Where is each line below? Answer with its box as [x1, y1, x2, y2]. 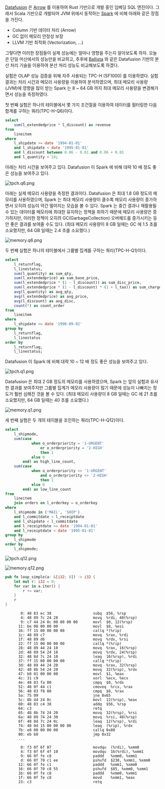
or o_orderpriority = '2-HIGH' [40, 445, 105, 450]
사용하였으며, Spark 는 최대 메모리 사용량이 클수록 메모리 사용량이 [18, 197, 144, 202]
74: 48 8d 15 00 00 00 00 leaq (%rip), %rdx [18, 723, 133, 728]
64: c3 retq [18, 706, 102, 711]
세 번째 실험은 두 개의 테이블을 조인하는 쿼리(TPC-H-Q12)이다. [5, 417, 125, 423]
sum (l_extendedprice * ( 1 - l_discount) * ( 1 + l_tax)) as [14, 285, 137, 290]
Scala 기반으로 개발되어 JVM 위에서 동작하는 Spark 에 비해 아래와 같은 [14, 10, 150, 16]
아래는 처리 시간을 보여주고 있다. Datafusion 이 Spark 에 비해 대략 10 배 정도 [5, 164, 152, 170]
